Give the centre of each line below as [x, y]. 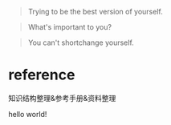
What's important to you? [70, 27]
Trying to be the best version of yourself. [95, 12]
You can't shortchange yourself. [81, 42]
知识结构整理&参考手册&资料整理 [62, 98]
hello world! [28, 114]
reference [42, 75]
